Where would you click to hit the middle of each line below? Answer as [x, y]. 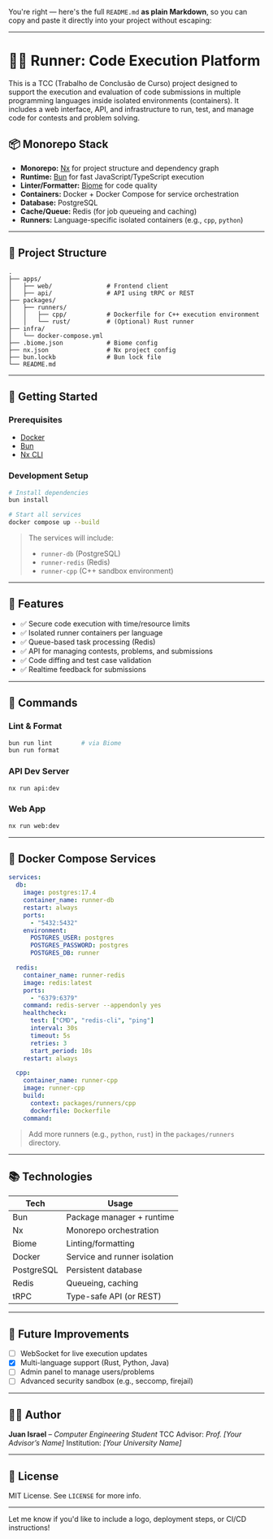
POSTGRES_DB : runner [65, 953]
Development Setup [48, 476]
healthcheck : [45, 1013]
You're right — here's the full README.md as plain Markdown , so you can [128, 12]
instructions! [29, 1528]
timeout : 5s [50, 1035]
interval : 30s [54, 1028]
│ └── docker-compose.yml [56, 336]
